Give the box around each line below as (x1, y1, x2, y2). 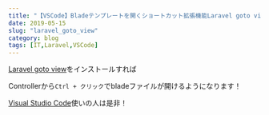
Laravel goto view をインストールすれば (8, 65, 137, 74)
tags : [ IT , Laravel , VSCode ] (8, 42, 98, 50)
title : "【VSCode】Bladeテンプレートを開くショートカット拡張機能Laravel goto (8, 11, 251, 20)
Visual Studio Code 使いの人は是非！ (8, 98, 128, 108)
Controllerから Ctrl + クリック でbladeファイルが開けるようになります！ (8, 81, 242, 91)
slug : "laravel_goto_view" (8, 26, 98, 34)
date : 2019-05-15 (8, 19, 66, 27)
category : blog (8, 34, 59, 42)
